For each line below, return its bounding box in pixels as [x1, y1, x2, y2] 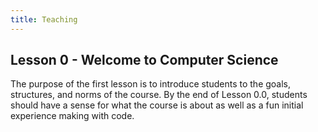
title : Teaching [10, 14, 78, 25]
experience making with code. [10, 110, 135, 122]
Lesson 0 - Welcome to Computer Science [10, 52, 279, 69]
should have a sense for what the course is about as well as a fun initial [10, 99, 304, 111]
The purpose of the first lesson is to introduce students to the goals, [10, 78, 292, 90]
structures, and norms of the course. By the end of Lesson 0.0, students [10, 89, 308, 101]
